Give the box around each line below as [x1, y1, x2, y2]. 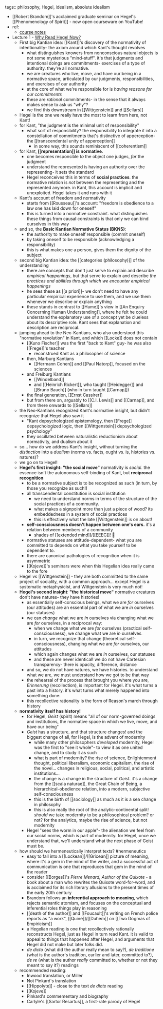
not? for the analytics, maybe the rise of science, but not [34, 817, 147, 823]
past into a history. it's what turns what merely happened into [26, 687, 150, 693]
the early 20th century [26, 890, 72, 895]
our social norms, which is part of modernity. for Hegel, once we [26, 833, 156, 838]
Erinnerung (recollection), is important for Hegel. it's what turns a [26, 683, 157, 688]
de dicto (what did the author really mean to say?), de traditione [26, 947, 154, 952]
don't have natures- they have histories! [19, 594, 100, 600]
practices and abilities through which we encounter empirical [26, 278, 150, 283]
